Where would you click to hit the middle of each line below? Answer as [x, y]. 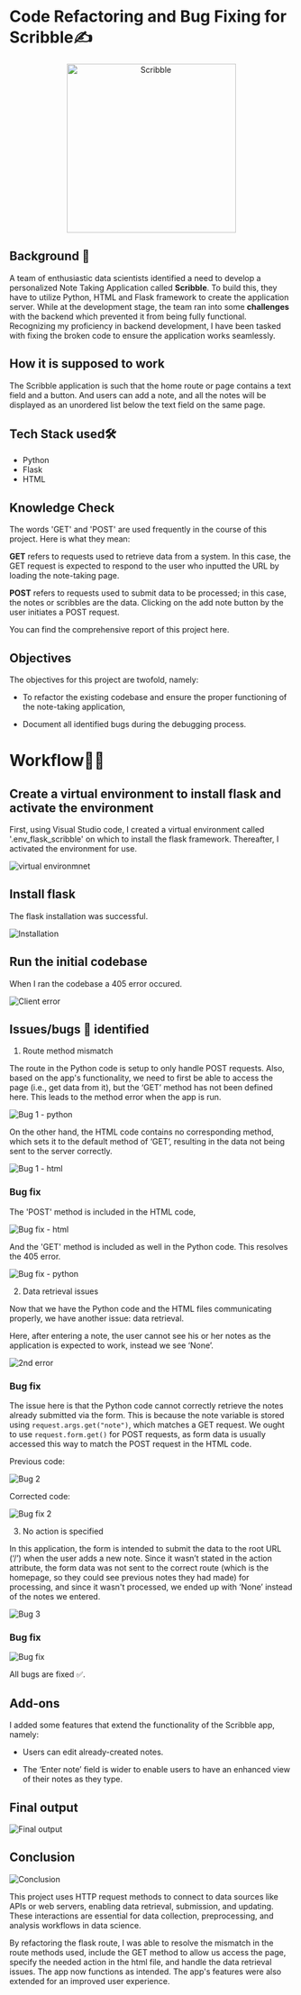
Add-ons [35, 1703]
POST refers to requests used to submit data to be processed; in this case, [148, 593]
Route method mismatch [68, 1051]
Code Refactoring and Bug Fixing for [148, 17]
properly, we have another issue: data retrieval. [97, 1318]
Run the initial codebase [78, 962]
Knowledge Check [62, 508]
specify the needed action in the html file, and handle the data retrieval [141, 1962]
